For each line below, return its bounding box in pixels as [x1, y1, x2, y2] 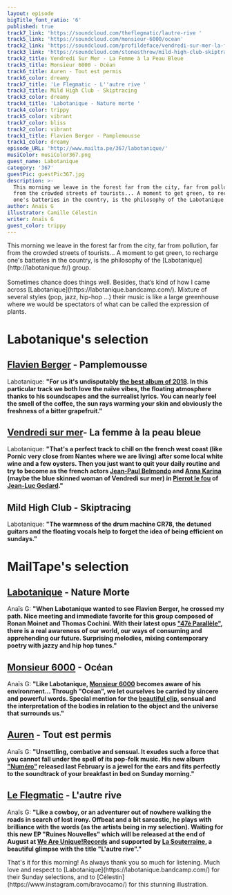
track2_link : [7, 42, 45, 49]
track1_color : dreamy [7, 139, 70, 146]
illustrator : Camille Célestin [7, 209, 97, 216]
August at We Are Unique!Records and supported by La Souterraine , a [7, 837, 213, 845]
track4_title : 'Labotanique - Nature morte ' [7, 100, 140, 107]
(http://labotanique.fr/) [7, 263, 71, 272]
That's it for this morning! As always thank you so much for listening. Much [7, 858, 220, 866]
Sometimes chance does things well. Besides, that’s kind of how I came [7, 278, 211, 286]
